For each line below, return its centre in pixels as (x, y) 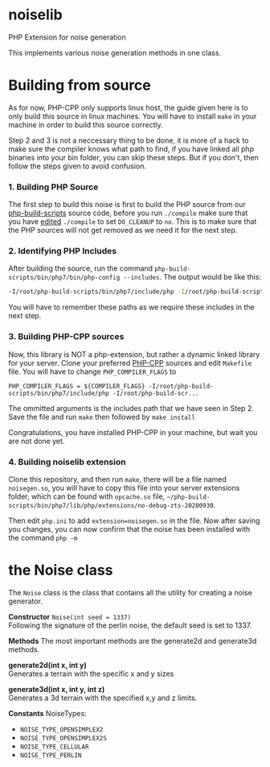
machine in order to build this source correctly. (86, 124)
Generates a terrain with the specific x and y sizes (91, 674)
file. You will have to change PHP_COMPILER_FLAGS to (92, 371)
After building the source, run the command (81, 268)
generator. (25, 601)
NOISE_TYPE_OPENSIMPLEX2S (63, 738)
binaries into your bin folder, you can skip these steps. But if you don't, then (133, 157)
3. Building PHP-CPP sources (66, 337)
